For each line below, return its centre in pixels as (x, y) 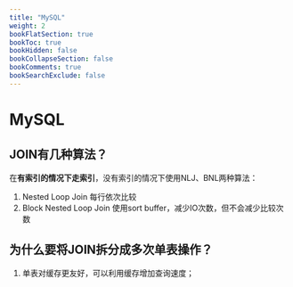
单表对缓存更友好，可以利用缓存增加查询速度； (108, 273)
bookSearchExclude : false (57, 76)
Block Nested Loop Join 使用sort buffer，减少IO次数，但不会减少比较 (149, 208)
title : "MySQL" (37, 17)
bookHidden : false (43, 51)
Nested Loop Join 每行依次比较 (79, 196)
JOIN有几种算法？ (59, 155)
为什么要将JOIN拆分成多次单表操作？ (111, 250)
